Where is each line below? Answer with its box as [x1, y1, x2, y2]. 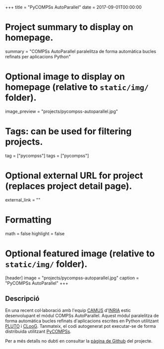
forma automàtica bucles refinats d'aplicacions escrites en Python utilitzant [5, 318, 159, 324]
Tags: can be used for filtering [5, 126, 132, 137]
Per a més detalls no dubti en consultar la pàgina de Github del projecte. [5, 338, 153, 344]
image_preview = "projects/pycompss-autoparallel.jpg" [5, 108, 118, 114]
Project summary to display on [5, 22, 134, 33]
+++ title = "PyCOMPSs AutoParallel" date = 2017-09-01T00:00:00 [5, 4, 142, 10]
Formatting [5, 214, 52, 225]
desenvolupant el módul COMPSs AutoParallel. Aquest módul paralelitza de [5, 313, 159, 319]
